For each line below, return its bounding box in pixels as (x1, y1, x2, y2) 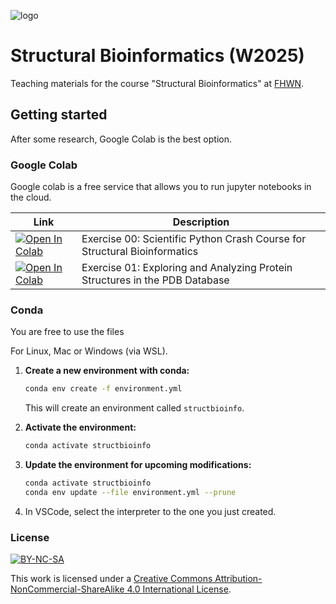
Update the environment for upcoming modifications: (24, 459, 252, 471)
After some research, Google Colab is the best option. (10, 133, 233, 145)
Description (172, 215, 230, 229)
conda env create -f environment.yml (24, 384, 183, 394)
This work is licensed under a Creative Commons (10, 573, 213, 585)
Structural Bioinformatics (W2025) (10, 45, 305, 67)
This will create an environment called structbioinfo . (24, 402, 245, 414)
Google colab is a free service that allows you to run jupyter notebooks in (10, 181, 312, 193)
